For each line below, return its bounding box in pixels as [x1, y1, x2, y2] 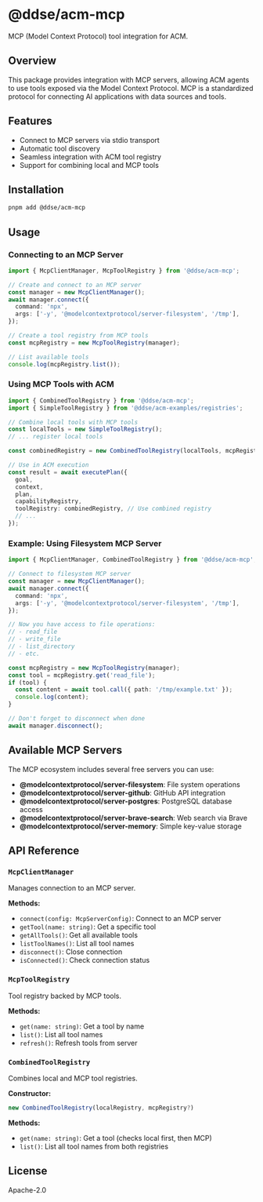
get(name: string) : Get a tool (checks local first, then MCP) [19, 1133, 213, 1142]
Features [8, 115, 52, 128]
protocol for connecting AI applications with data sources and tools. [8, 92, 227, 101]
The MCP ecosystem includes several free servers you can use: [8, 764, 214, 774]
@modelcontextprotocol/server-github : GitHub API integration [19, 788, 225, 797]
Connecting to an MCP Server [8, 249, 124, 260]
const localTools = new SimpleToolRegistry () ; [8, 425, 163, 433]
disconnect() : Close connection [19, 947, 123, 956]
